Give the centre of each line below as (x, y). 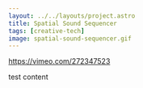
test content (28, 77)
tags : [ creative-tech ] (46, 31)
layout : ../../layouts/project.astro (72, 16)
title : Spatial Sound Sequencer (63, 23)
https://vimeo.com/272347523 (59, 61)
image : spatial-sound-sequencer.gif (70, 38)
